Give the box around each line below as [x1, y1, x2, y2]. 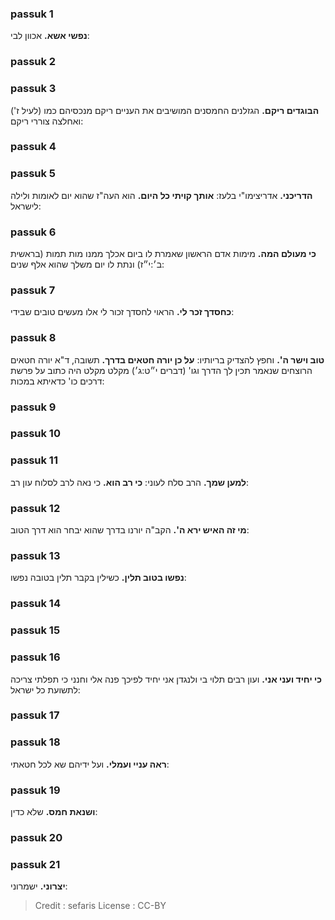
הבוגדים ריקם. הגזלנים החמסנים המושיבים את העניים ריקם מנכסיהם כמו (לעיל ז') [10, 104, 320, 116]
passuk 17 [10, 708, 60, 722]
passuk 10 [10, 427, 61, 441]
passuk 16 [10, 650, 61, 664]
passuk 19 [10, 783, 61, 797]
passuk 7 [10, 283, 56, 297]
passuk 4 [10, 140, 57, 154]
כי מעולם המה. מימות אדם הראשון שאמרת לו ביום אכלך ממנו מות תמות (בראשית [10, 248, 317, 260]
